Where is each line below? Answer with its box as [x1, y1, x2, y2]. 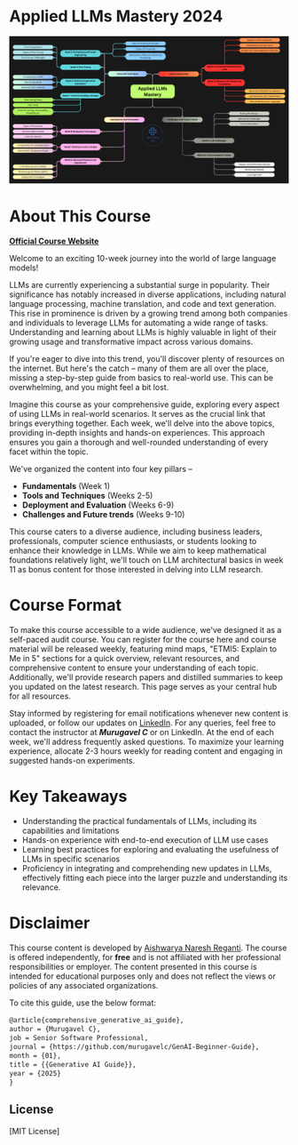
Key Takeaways [9, 787, 128, 806]
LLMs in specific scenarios [21, 853, 121, 864]
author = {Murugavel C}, [9, 1024, 101, 1033]
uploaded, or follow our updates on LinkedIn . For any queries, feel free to [9, 717, 277, 728]
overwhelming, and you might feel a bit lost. [9, 382, 169, 393]
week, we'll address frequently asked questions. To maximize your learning [9, 736, 285, 748]
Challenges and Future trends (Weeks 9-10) [21, 509, 185, 520]
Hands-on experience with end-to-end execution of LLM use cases [21, 835, 269, 845]
